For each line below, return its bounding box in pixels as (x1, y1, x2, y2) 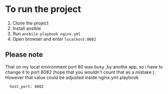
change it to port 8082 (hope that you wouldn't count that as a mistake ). (5, 69, 156, 75)
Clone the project (12, 20, 49, 26)
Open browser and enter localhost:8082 (12, 36, 97, 42)
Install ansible (12, 25, 41, 31)
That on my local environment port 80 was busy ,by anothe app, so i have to (5, 63, 163, 69)
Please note (5, 50, 43, 59)
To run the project (5, 3, 81, 15)
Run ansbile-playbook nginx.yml (12, 30, 81, 36)
